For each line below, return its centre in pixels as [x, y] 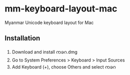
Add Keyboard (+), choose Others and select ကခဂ [64, 67]
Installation [22, 38]
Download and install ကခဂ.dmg [45, 52]
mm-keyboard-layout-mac [61, 9]
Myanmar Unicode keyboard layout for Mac [49, 22]
